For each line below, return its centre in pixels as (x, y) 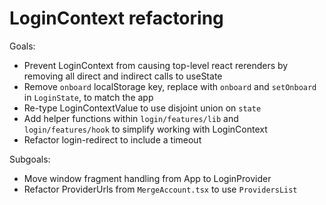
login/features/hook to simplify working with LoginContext (145, 129)
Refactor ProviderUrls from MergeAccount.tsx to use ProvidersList (160, 189)
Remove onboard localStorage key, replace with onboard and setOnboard (170, 86)
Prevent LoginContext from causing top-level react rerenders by (156, 65)
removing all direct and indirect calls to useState (123, 76)
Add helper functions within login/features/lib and (131, 118)
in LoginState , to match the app (88, 97)
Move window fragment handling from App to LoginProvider (147, 178)
